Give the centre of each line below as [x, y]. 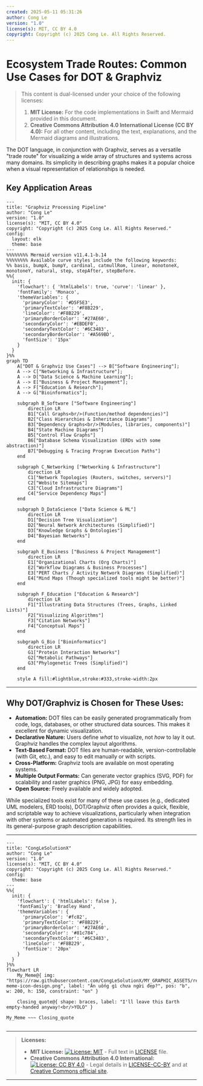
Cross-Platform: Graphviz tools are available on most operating [94, 763]
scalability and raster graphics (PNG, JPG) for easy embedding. [94, 782]
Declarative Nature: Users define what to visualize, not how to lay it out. [105, 737]
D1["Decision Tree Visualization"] [73, 520]
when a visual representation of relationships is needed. [76, 169]
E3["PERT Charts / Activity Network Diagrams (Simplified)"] [107, 573]
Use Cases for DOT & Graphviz [84, 77]
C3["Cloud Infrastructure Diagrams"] [75, 488]
